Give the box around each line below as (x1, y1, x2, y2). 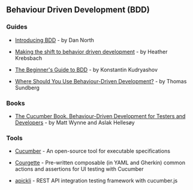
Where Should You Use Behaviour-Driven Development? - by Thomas (14, 77, 187, 85)
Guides (6, 23, 28, 31)
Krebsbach (14, 54, 43, 62)
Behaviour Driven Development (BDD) (6, 5, 150, 15)
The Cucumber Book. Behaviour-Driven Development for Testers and (14, 112, 186, 119)
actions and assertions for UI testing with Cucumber (14, 165, 144, 173)
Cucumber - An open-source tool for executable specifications (14, 147, 171, 155)
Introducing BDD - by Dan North (14, 36, 95, 44)
